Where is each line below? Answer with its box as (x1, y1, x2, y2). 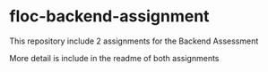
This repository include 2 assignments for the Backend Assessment (9, 36, 259, 46)
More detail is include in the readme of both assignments (9, 52, 220, 63)
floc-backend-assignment (9, 6, 210, 27)
